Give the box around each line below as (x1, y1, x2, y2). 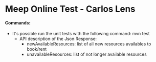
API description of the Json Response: (19, 36, 97, 42)
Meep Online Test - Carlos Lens (5, 3, 135, 15)
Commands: (5, 20, 31, 25)
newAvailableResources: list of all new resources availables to (26, 41, 152, 47)
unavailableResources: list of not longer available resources (26, 51, 147, 57)
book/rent (26, 46, 47, 52)
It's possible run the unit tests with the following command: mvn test (12, 31, 150, 37)
